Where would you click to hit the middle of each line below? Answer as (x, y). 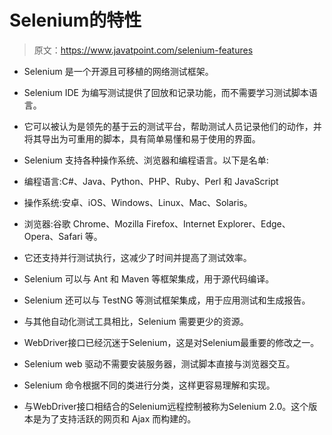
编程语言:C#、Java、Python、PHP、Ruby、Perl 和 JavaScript (151, 181)
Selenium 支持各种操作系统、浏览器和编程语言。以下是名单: (146, 160)
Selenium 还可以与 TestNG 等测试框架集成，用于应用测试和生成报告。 (167, 300)
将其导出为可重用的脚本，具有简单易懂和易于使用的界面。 (142, 138)
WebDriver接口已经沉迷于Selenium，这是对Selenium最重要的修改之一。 (171, 342)
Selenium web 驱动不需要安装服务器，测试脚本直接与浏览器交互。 (159, 363)
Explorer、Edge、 (254, 223)
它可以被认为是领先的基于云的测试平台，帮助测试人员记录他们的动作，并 (172, 126)
